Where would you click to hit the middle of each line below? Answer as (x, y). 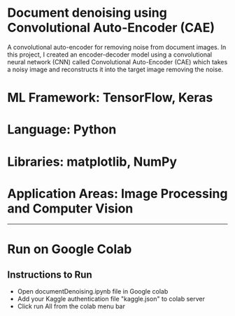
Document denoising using (87, 13)
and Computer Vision (70, 208)
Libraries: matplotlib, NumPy (92, 161)
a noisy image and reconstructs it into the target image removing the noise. (115, 69)
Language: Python (62, 130)
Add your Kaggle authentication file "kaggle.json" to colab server (111, 299)
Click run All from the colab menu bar (71, 306)
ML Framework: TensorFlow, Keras (110, 98)
